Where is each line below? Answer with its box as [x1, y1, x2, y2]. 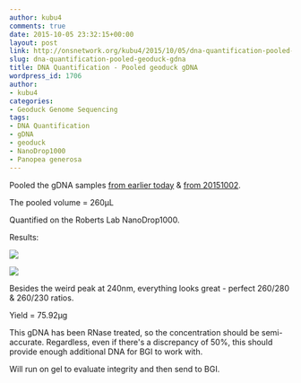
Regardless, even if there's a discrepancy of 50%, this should [46, 336, 273, 347]
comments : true [9, 22, 66, 30]
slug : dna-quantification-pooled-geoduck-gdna [9, 55, 186, 64]
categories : [9, 96, 54, 106]
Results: [9, 231, 39, 242]
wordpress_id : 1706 [9, 72, 82, 81]
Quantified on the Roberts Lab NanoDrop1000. [9, 214, 180, 225]
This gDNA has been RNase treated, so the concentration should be [9, 326, 260, 337]
